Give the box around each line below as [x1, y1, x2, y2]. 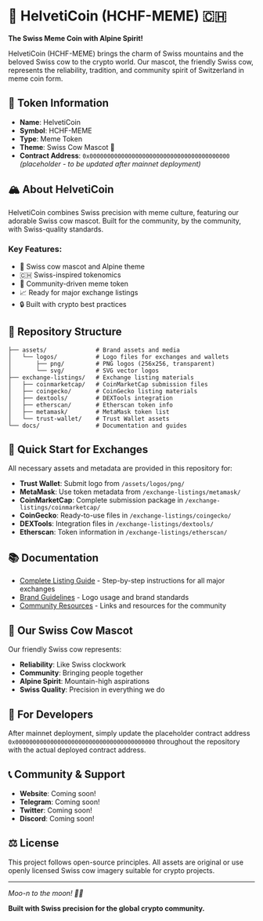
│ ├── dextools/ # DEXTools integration [8, 394, 174, 402]
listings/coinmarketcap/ [19, 504, 101, 512]
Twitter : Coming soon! [19, 805, 92, 815]
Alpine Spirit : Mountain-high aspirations [19, 677, 150, 686]
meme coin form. [8, 74, 63, 83]
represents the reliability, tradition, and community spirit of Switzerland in [8, 65, 245, 75]
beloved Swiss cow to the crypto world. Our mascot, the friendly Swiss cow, [8, 57, 254, 66]
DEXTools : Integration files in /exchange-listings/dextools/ [19, 519, 214, 528]
